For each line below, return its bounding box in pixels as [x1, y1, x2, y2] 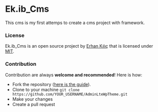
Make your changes [12, 96, 53, 102]
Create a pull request [12, 101, 55, 107]
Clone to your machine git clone [12, 86, 80, 92]
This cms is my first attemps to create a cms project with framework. [5, 20, 145, 26]
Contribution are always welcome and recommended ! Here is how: [5, 72, 142, 78]
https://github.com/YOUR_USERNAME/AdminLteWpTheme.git [12, 92, 128, 97]
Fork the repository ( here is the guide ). [12, 81, 91, 87]
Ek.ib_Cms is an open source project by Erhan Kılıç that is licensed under [5, 43, 154, 49]
